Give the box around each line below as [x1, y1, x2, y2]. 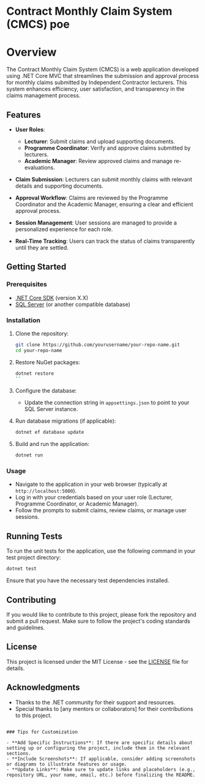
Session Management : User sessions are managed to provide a [15, 219, 177, 226]
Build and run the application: [15, 440, 90, 448]
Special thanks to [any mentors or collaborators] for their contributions [15, 705, 194, 712]
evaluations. [24, 164, 55, 171]
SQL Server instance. [24, 405, 78, 413]
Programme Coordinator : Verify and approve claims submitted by [24, 144, 191, 152]
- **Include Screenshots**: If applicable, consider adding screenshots [6, 756, 196, 762]
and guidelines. [6, 624, 45, 631]
